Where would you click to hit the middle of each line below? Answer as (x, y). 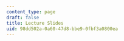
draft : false (23, 17)
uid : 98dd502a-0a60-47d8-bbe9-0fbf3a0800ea (62, 29)
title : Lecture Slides (35, 23)
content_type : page (31, 12)
